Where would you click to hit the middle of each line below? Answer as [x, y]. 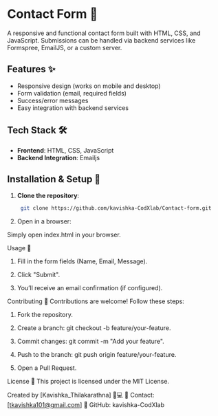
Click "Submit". [39, 275]
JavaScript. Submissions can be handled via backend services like [101, 40]
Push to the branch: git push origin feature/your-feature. [97, 355]
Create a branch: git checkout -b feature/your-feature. [94, 328]
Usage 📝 [19, 248]
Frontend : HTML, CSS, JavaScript [65, 150]
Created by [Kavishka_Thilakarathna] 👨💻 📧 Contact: [81, 395]
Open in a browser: [44, 221]
